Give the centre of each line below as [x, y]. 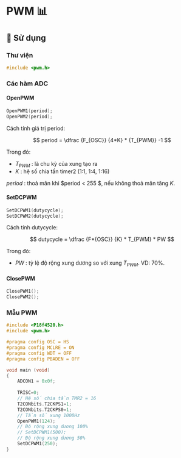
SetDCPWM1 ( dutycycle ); [35, 210]
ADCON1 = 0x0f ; [36, 381]
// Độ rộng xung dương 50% [51, 438]
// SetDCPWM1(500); [42, 432]
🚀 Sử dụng [26, 38]
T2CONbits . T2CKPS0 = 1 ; [44, 410]
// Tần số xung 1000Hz [49, 415]
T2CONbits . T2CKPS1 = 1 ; [44, 404]
